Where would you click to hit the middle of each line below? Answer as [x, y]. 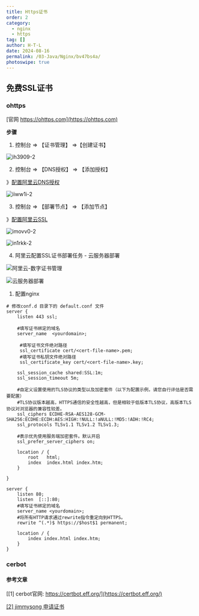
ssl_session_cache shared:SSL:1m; [60, 373]
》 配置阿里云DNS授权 [33, 182]
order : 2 [17, 17]
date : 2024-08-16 [28, 51]
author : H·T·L [24, 46]
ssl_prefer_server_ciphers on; [56, 442]
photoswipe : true [28, 62]
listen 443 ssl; [38, 317]
